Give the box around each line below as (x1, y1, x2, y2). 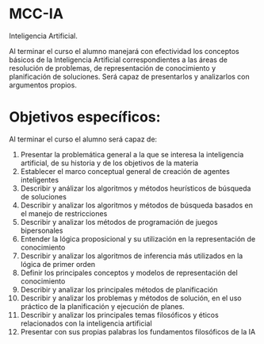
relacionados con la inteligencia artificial (20, 319, 153, 328)
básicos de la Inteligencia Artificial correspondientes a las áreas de (9, 55, 228, 64)
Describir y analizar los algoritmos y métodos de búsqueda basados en (20, 200, 253, 210)
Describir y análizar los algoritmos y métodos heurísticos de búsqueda (20, 184, 251, 193)
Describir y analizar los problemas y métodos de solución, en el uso (20, 293, 242, 303)
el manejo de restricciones (20, 208, 108, 218)
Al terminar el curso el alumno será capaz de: (9, 134, 158, 144)
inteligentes (20, 175, 59, 184)
